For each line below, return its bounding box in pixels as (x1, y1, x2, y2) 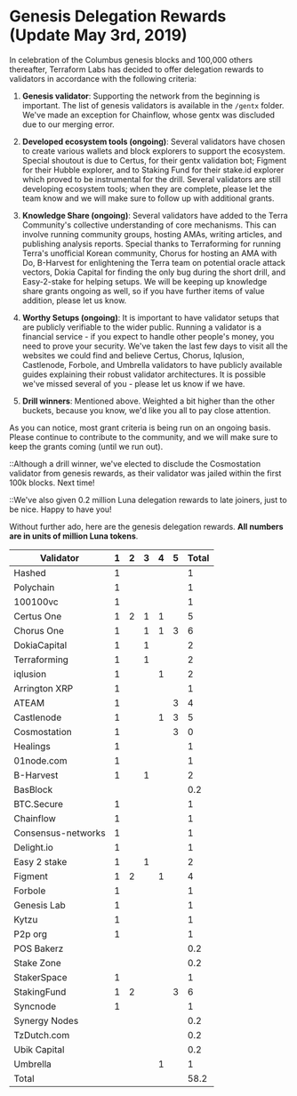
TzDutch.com (13, 1028, 70, 1041)
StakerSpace (13, 971, 68, 983)
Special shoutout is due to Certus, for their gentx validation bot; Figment (21, 155, 287, 165)
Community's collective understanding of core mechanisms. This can (21, 220, 277, 230)
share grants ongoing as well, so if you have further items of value (21, 285, 265, 296)
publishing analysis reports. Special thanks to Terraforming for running (21, 238, 282, 249)
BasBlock (13, 783, 53, 796)
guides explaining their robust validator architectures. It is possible (21, 369, 267, 380)
